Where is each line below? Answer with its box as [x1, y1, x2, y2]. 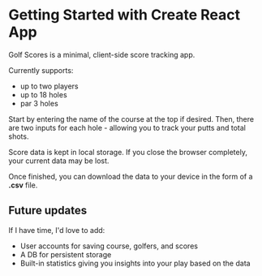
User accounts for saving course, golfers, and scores [19, 241, 199, 251]
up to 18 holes [19, 89, 67, 99]
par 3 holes [19, 98, 58, 108]
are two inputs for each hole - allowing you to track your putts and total [8, 123, 246, 132]
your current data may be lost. [8, 156, 110, 166]
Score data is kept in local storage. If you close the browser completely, [8, 147, 247, 157]
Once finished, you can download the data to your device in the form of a [8, 171, 253, 181]
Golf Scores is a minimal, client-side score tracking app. [8, 50, 195, 59]
